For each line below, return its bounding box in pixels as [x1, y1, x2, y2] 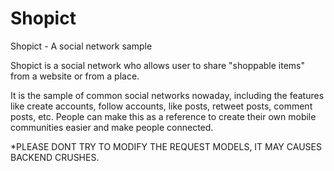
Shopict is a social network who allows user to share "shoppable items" [10, 59, 306, 71]
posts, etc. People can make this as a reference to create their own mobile [10, 110, 317, 122]
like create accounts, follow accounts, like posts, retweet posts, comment [10, 100, 313, 112]
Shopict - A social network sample [10, 40, 153, 52]
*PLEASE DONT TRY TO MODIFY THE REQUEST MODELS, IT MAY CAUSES [10, 140, 322, 152]
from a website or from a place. [10, 70, 140, 82]
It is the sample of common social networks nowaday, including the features [10, 89, 325, 101]
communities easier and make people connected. [10, 121, 214, 133]
